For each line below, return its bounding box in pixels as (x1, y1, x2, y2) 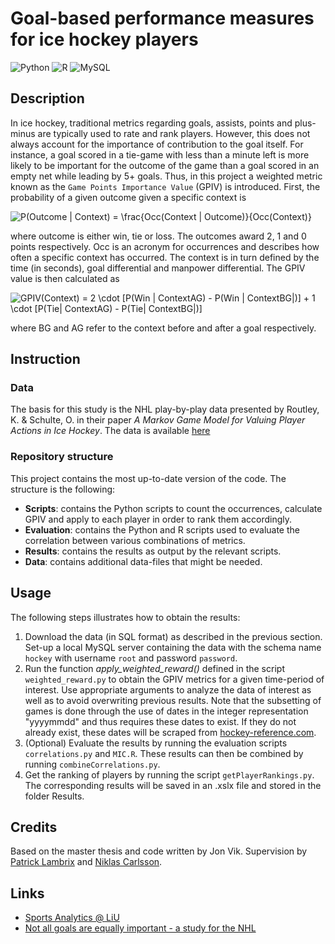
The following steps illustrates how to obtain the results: (10, 611, 241, 623)
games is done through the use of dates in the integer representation (24, 705, 309, 717)
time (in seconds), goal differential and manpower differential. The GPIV (10, 262, 306, 274)
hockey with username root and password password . (24, 652, 238, 664)
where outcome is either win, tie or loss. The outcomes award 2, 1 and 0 (10, 230, 307, 242)
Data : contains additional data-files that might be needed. (24, 555, 263, 567)
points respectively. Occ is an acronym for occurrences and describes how (10, 240, 320, 252)
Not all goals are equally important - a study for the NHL (24, 922, 257, 934)
